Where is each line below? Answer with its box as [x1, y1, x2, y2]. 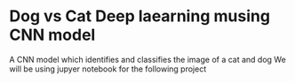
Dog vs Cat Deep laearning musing [9, 6, 271, 26]
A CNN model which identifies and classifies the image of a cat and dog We [9, 54, 286, 64]
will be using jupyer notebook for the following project [9, 64, 207, 74]
